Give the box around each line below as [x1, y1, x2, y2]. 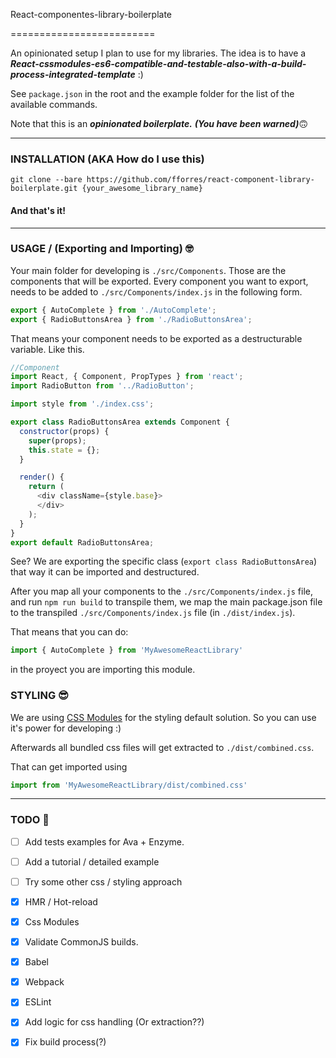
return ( [28, 482, 65, 492]
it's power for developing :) [10, 722, 122, 734]
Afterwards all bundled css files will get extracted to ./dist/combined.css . [10, 741, 315, 753]
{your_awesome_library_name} [81, 184, 203, 194]
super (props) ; [28, 435, 87, 446]
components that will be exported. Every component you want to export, [10, 275, 309, 287]
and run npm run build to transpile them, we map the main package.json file [10, 596, 323, 608]
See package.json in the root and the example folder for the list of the [10, 88, 295, 99]
